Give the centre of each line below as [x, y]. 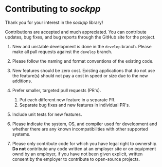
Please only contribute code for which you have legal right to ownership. [85, 143]
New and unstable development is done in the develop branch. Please [82, 46]
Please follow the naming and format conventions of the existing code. [83, 61]
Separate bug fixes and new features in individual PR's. [75, 105]
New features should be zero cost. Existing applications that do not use [83, 70]
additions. [22, 81]
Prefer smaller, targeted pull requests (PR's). [56, 90]
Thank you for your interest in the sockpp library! [54, 22]
